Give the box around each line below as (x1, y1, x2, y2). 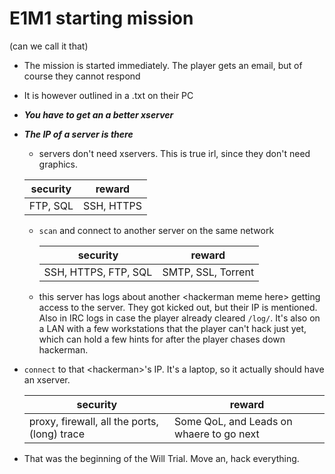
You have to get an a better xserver (23, 108, 174, 121)
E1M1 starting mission (9, 7, 194, 30)
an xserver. (23, 373, 71, 386)
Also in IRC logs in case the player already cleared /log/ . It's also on (38, 312, 321, 324)
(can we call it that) (9, 40, 89, 52)
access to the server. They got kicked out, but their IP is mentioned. (38, 301, 318, 313)
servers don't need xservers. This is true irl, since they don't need (38, 147, 311, 159)
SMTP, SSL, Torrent (162, 265, 255, 279)
